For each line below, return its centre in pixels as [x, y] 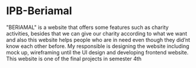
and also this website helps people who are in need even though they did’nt [98, 40]
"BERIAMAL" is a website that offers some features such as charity [87, 27]
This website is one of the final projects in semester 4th [74, 59]
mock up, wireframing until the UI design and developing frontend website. [97, 52]
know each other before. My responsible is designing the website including [98, 46]
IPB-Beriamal [39, 11]
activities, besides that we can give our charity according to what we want [97, 33]
